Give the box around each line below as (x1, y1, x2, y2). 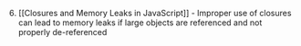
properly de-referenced (17, 27, 108, 37)
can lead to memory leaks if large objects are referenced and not (17, 17, 263, 28)
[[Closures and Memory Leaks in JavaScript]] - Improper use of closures (17, 8, 292, 18)
